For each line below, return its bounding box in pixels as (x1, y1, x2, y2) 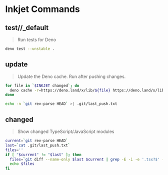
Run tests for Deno (17, 36, 56, 42)
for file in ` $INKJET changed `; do (5, 83, 79, 88)
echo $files (9, 161, 35, 166)
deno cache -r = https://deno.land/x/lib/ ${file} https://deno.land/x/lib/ (9, 87, 166, 93)
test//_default (5, 23, 49, 32)
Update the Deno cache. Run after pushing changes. (17, 73, 126, 79)
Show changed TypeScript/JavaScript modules (17, 128, 114, 134)
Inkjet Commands (5, 3, 80, 15)
